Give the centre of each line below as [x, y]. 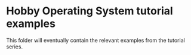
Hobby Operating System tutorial [90, 11]
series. [14, 47]
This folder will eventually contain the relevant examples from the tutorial [95, 40]
